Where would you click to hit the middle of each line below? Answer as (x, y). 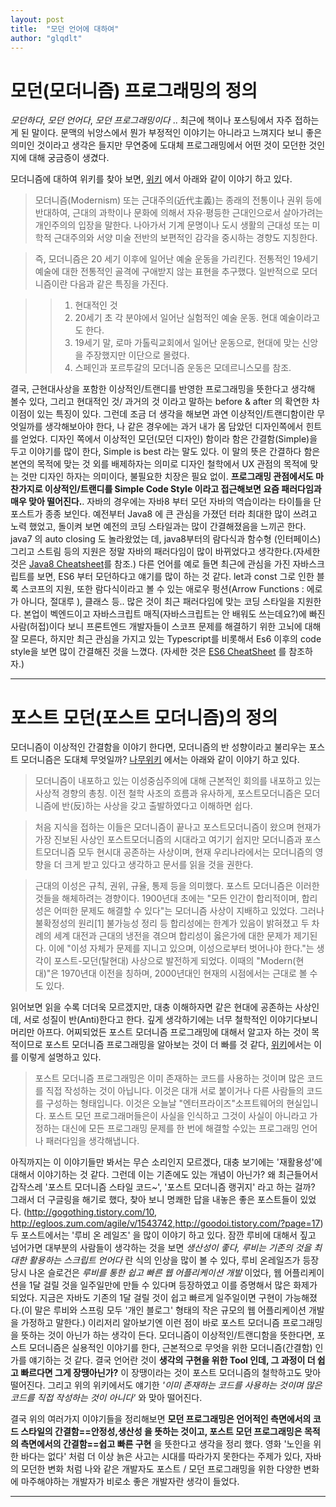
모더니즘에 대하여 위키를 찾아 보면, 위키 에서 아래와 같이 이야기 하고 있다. (151, 179)
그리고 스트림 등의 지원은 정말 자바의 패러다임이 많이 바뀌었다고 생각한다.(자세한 (165, 552)
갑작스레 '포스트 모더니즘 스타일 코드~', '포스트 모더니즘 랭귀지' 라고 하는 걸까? (163, 1187)
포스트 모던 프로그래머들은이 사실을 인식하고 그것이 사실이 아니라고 (178, 1116)
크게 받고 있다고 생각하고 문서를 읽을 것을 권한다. (159, 865)
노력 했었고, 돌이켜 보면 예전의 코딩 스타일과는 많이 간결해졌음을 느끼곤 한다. (158, 527)
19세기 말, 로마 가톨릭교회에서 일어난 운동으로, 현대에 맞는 (187, 343)
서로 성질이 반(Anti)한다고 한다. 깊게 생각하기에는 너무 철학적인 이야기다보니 (170, 1020)
